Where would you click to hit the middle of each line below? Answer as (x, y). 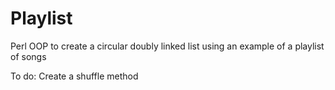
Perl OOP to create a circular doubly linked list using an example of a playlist (167, 46)
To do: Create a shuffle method (74, 76)
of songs (28, 56)
